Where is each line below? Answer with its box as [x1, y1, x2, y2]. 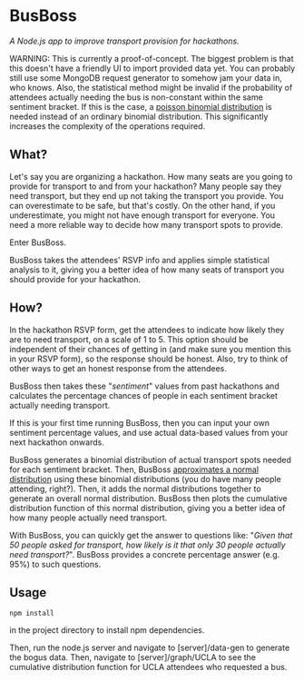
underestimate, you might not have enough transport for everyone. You [9, 210, 275, 221]
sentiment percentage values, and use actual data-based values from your [9, 427, 289, 438]
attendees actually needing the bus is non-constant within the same [9, 92, 263, 103]
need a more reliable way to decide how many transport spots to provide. [9, 219, 283, 230]
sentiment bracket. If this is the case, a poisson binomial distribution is [9, 101, 272, 112]
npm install [9, 609, 54, 618]
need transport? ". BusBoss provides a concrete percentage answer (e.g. [9, 548, 280, 559]
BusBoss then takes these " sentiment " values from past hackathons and [9, 380, 279, 391]
